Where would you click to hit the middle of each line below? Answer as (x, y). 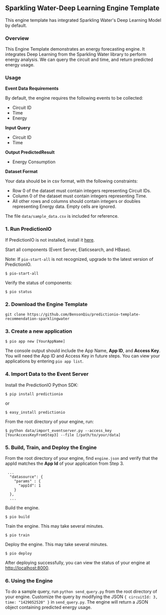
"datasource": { (26, 477)
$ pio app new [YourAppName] (35, 342)
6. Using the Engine (29, 581)
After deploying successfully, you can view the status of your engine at (78, 562)
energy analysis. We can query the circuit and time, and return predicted (79, 60)
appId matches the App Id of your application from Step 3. (65, 463)
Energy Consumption (34, 162)
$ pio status (19, 292)
